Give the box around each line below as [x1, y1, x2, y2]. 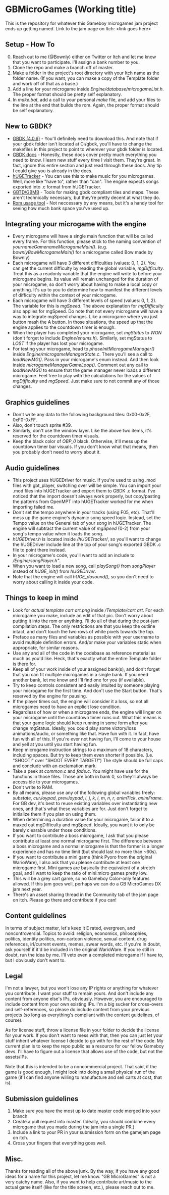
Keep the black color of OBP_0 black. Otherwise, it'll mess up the [12, 438, 148, 444]
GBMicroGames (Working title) [5, 4, 136, 15]
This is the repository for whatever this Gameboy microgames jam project [5, 20, 158, 26]
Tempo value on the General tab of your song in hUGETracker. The [12, 520, 151, 526]
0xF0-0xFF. [12, 417, 37, 423]
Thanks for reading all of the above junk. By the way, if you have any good [5, 1168, 159, 1174]
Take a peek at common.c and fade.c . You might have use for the [12, 768, 149, 774]
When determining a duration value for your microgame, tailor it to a [12, 816, 154, 822]
